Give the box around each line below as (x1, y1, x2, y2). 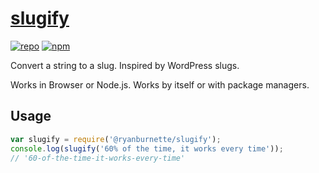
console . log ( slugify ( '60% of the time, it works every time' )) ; (10, 143, 284, 154)
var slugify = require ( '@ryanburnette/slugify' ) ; (10, 134, 222, 144)
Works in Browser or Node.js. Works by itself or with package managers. (10, 78, 310, 91)
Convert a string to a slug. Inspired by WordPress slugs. (10, 59, 240, 71)
